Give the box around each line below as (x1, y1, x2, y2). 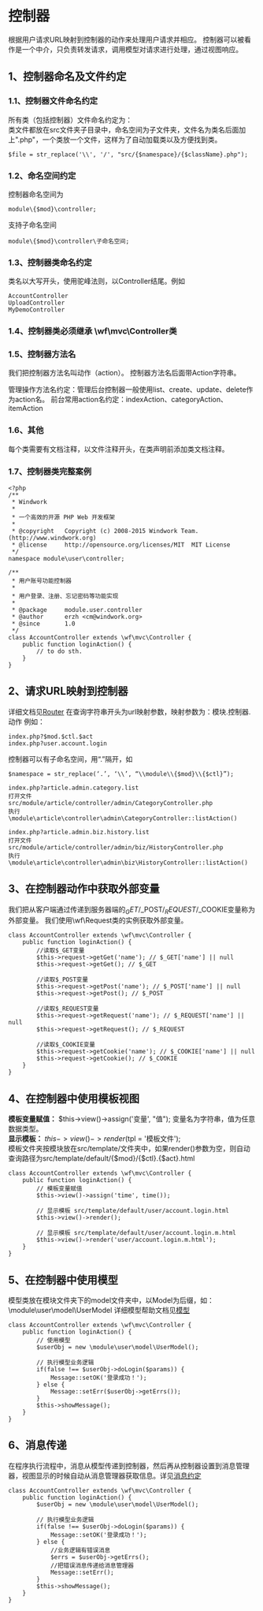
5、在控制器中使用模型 (8, 1273, 119, 1286)
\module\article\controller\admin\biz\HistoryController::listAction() (8, 859, 248, 867)
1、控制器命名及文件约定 (8, 70, 128, 84)
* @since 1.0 (11, 620, 76, 628)
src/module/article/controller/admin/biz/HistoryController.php (8, 843, 224, 852)
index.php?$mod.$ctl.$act (8, 733, 93, 740)
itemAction (8, 404, 43, 413)
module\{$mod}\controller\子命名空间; (8, 237, 130, 245)
